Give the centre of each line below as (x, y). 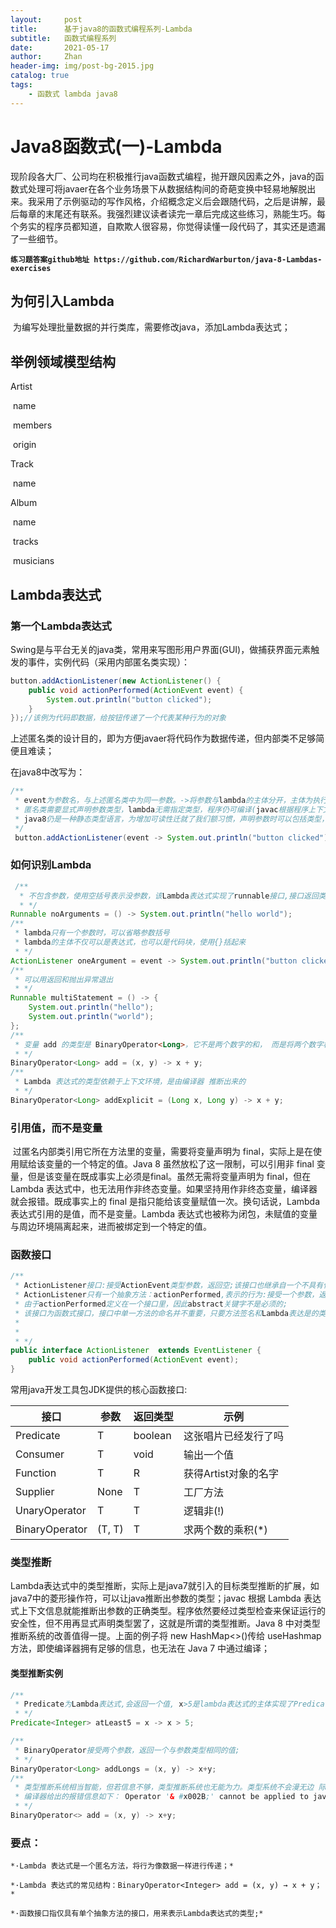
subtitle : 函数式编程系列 (63, 38)
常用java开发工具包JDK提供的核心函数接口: (99, 1390)
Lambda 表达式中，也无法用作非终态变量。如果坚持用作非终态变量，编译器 (164, 1189)
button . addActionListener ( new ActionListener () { (116, 681)
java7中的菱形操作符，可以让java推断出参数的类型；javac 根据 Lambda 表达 (166, 1598)
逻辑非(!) (204, 1511)
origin (24, 445)
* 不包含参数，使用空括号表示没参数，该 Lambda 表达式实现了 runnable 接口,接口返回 (169, 896)
